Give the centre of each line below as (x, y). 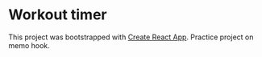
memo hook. (29, 45)
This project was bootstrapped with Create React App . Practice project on (131, 37)
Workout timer (58, 15)
